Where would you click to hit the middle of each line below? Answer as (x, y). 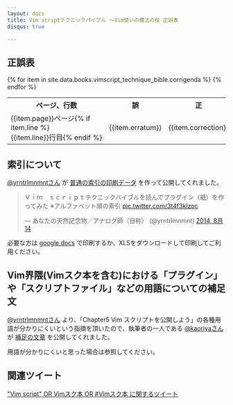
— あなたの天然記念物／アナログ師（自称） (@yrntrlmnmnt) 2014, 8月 (124, 221)
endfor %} (22, 87)
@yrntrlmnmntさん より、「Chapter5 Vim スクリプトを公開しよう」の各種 (111, 320)
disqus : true (26, 26)
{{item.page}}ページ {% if (51, 119)
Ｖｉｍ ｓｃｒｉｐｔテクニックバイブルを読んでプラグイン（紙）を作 (124, 197)
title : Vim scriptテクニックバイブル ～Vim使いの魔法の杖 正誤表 (93, 20)
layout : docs (26, 14)
